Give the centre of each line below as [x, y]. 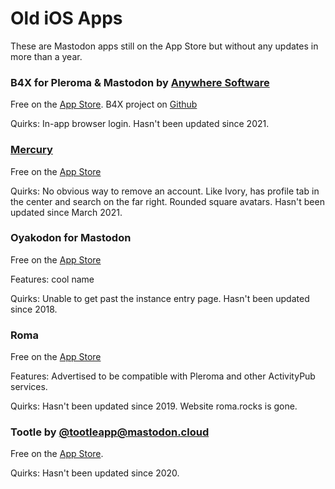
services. [29, 387]
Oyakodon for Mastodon [71, 238]
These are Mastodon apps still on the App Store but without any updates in [164, 46]
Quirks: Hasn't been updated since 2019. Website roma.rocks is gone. [154, 406]
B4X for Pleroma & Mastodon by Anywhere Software [140, 82]
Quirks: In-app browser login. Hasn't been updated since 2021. [140, 124]
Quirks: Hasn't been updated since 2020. [95, 473]
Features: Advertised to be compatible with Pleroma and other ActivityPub [163, 376]
